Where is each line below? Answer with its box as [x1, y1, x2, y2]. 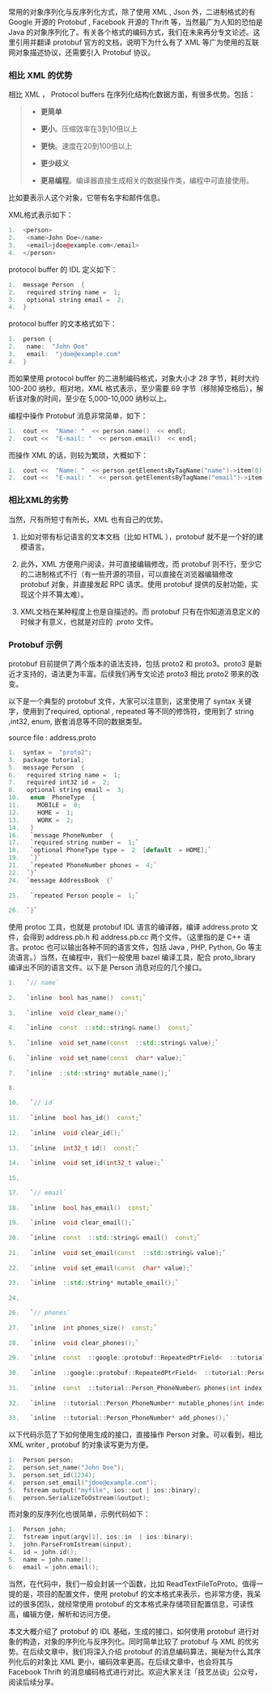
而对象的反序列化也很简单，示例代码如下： [8, 1509, 151, 1519]
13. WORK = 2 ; [8, 816, 74, 824]
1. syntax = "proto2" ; [8, 748, 92, 756]
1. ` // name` [8, 979, 60, 987]
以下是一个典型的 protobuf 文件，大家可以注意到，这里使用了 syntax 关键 [8, 696, 253, 706]
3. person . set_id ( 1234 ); [8, 1471, 96, 1479]
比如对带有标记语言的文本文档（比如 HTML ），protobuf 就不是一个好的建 [19, 531, 264, 541]
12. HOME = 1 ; [8, 808, 74, 816]
